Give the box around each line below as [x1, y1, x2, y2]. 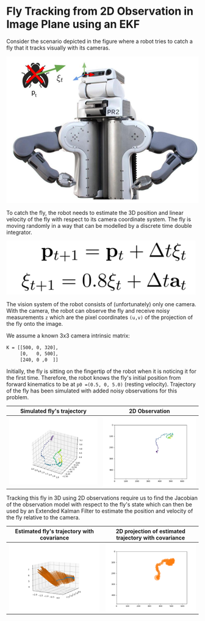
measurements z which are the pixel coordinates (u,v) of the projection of [6, 314, 193, 321]
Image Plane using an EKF [6, 17, 140, 31]
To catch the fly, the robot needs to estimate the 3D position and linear [6, 209, 184, 217]
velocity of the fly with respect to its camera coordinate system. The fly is [6, 216, 192, 223]
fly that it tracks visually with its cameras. [6, 44, 110, 51]
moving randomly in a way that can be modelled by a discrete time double [6, 222, 192, 230]
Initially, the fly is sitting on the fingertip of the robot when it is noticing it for [6, 367, 196, 375]
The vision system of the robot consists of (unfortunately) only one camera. [6, 301, 196, 308]
